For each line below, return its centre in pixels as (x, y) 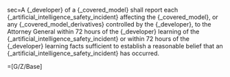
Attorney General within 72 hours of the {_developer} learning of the (103, 31)
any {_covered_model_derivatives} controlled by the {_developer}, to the (109, 24)
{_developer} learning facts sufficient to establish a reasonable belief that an (115, 46)
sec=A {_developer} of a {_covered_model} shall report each (93, 10)
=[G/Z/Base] (25, 66)
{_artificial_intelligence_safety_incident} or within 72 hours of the (99, 39)
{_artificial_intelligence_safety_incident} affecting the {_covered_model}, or (113, 17)
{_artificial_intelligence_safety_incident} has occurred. (83, 53)
